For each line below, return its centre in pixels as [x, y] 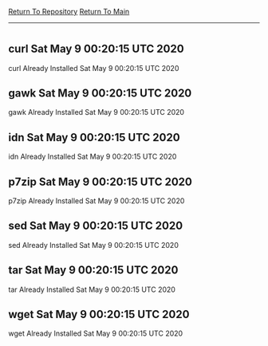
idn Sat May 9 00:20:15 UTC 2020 [95, 138]
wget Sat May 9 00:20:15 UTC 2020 [99, 315]
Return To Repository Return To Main [69, 12]
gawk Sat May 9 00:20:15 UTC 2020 [100, 93]
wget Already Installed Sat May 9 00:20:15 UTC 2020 [96, 333]
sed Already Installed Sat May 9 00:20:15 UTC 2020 [94, 245]
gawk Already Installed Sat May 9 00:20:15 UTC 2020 [97, 112]
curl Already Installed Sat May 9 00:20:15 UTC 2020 [94, 68]
